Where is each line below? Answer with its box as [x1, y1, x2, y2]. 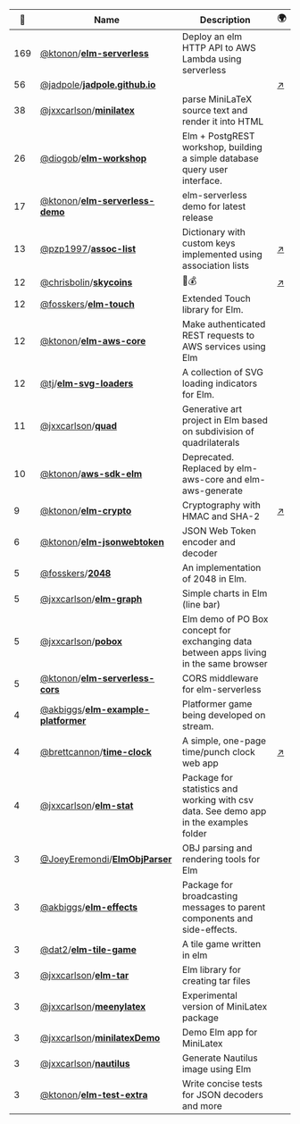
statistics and [181, 783, 238, 794]
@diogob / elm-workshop [39, 152, 147, 164]
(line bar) [181, 599, 221, 610]
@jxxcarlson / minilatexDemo [39, 1032, 161, 1044]
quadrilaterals [181, 437, 240, 449]
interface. [181, 174, 223, 187]
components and [181, 912, 254, 924]
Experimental [181, 989, 238, 1002]
